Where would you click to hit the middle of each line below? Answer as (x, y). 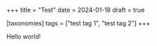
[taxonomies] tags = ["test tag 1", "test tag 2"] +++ (78, 23)
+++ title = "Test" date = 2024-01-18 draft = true (76, 10)
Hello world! (24, 36)
